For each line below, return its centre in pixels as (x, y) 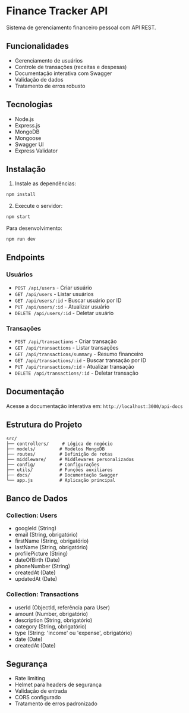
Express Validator (36, 151)
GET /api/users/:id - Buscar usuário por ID (68, 300)
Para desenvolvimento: (34, 228)
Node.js (24, 119)
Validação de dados (39, 79)
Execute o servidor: (39, 206)
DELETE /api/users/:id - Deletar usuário (64, 313)
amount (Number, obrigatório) (51, 614)
